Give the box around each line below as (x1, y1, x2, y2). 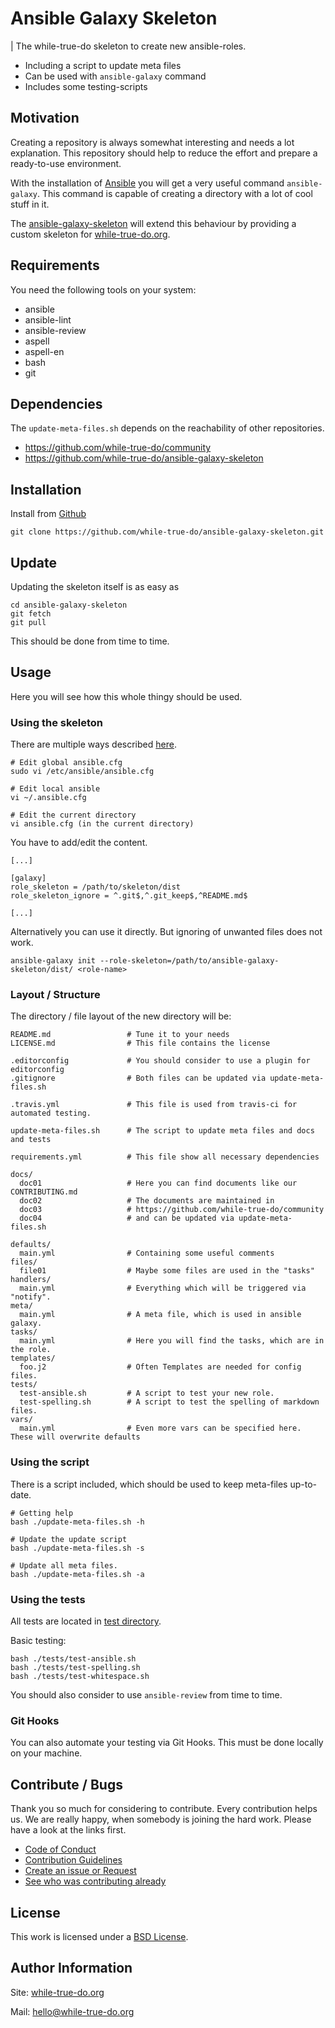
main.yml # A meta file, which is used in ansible (19, 1310, 302, 1320)
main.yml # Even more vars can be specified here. (19, 1423, 302, 1434)
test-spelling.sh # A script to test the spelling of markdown (19, 1397, 320, 1407)
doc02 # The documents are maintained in (19, 1196, 275, 1206)
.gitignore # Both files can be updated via (10, 1073, 267, 1084)
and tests (10, 1135, 52, 1145)
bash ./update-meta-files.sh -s (10, 1543, 145, 1553)
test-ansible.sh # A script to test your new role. (19, 1388, 275, 1399)
